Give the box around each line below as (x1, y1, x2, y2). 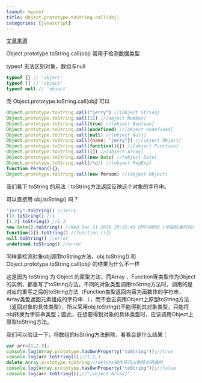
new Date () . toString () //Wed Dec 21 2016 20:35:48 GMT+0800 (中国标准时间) (6, 224, 195, 230)
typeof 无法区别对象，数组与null (6, 63, 86, 70)
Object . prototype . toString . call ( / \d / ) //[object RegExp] (6, 160, 152, 166)
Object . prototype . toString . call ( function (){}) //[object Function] (6, 143, 179, 149)
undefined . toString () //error (6, 241, 82, 247)
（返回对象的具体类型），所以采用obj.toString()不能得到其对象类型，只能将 (6, 303, 189, 310)
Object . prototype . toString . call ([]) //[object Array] (6, 149, 144, 155)
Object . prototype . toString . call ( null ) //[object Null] (6, 132, 147, 138)
